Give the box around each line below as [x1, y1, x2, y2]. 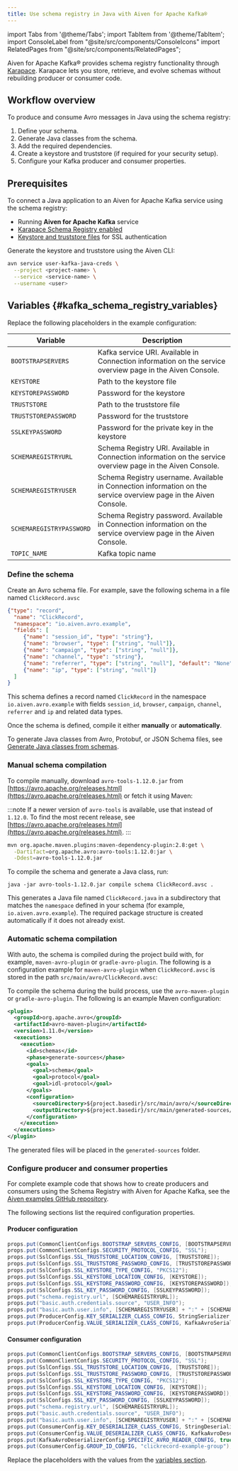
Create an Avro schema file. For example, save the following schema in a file [7, 586, 230, 594]
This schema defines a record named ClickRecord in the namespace [7, 692, 207, 701]
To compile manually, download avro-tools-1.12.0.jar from [7, 776, 183, 784]
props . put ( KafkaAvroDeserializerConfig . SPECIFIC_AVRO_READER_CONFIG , [7, 1436, 217, 1443]
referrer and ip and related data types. [7, 707, 123, 716]
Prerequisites [7, 177, 68, 189]
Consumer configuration [7, 1335, 81, 1343]
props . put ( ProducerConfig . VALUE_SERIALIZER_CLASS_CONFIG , [7, 1320, 182, 1327]
